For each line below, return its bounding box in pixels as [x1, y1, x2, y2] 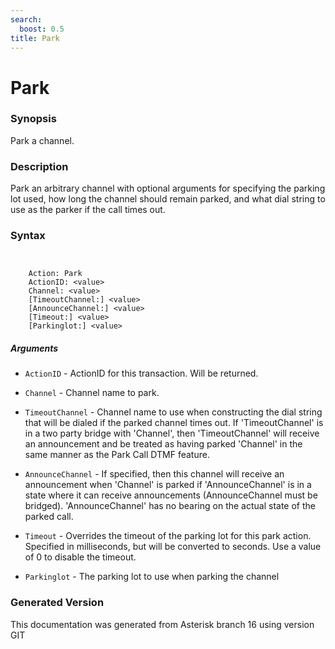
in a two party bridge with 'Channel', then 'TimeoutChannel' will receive [24, 427, 320, 440]
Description [10, 159, 69, 173]
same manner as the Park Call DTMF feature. [24, 449, 210, 461]
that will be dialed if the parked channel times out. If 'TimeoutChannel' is [24, 417, 324, 429]
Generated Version [10, 596, 105, 610]
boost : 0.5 [19, 24, 65, 34]
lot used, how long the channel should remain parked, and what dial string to [10, 193, 326, 205]
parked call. [24, 511, 74, 523]
